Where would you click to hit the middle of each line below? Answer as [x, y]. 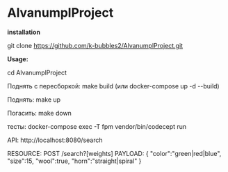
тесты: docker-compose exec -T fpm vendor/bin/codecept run [97, 126]
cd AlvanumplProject [37, 72]
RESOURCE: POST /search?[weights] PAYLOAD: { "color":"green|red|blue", [114, 153]
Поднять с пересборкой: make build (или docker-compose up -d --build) [114, 86]
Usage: [18, 59]
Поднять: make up [34, 100]
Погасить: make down [39, 113]
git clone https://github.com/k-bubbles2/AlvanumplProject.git [95, 45]
